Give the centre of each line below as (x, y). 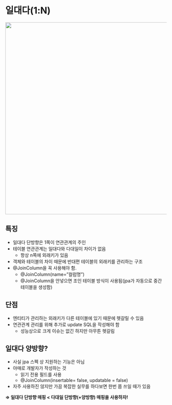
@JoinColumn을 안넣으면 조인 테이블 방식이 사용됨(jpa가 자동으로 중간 (91, 281)
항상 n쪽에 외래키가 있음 (44, 255)
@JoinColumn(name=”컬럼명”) (52, 274)
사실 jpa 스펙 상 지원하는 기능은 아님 (49, 362)
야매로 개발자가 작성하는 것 (39, 368)
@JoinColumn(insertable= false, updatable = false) (74, 380)
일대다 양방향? (27, 348)
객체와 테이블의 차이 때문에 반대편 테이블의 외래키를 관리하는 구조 (78, 261)
